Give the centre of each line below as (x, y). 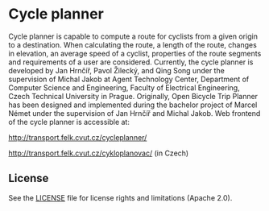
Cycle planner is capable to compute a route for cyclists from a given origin (133, 36)
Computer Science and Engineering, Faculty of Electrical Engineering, (124, 87)
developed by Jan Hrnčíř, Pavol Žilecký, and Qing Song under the (117, 70)
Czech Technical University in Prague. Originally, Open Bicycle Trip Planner (133, 96)
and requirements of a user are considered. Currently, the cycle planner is (131, 62)
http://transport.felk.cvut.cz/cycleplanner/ (78, 137)
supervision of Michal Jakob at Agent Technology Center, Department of (129, 79)
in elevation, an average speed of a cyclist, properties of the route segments (135, 53)
